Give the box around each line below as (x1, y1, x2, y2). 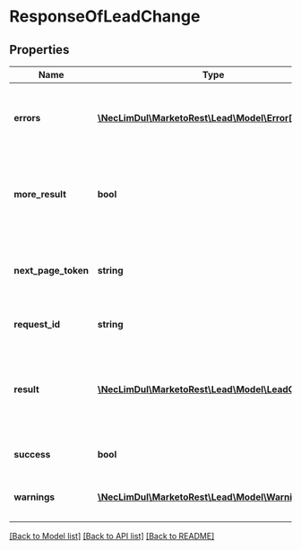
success (13, 449, 51, 460)
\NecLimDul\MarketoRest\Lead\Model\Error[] (97, 112, 297, 124)
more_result (13, 188, 67, 200)
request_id (13, 319, 61, 330)
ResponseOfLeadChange (9, 6, 201, 27)
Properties (9, 42, 70, 57)
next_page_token (13, 265, 90, 276)
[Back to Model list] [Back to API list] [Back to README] (9, 531, 215, 541)
